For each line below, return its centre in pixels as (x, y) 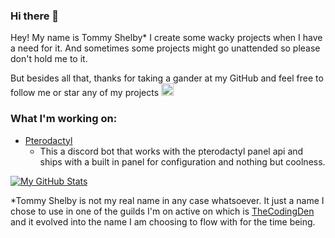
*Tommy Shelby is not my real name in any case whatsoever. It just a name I (167, 200)
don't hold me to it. (49, 59)
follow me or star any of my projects (85, 93)
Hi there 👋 (35, 16)
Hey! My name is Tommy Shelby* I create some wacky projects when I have (166, 38)
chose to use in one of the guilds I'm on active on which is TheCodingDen (162, 211)
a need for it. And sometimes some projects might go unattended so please (165, 48)
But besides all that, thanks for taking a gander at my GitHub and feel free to (167, 78)
